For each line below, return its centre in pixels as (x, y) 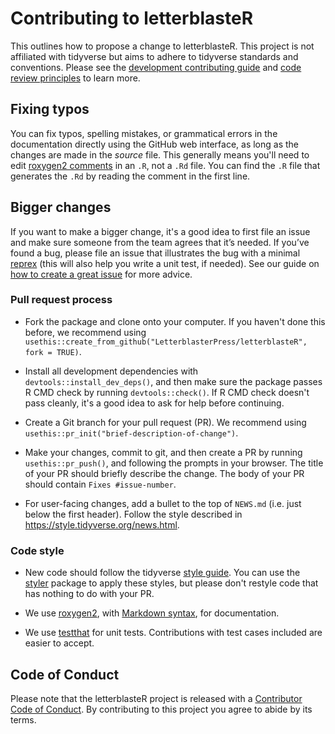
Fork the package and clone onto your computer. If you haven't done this (175, 321)
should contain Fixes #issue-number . (100, 484)
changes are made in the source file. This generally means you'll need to (160, 154)
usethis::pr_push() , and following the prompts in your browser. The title (174, 463)
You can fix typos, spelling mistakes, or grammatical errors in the (144, 133)
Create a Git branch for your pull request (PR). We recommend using (165, 422)
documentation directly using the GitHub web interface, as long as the (155, 144)
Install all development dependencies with (111, 371)
